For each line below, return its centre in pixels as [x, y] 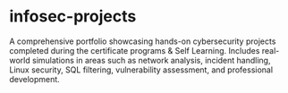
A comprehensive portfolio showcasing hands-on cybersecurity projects [143, 41]
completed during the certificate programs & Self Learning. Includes [135, 50]
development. [34, 79]
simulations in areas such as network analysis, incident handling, [151, 60]
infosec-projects [73, 17]
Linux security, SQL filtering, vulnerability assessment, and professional [141, 70]
